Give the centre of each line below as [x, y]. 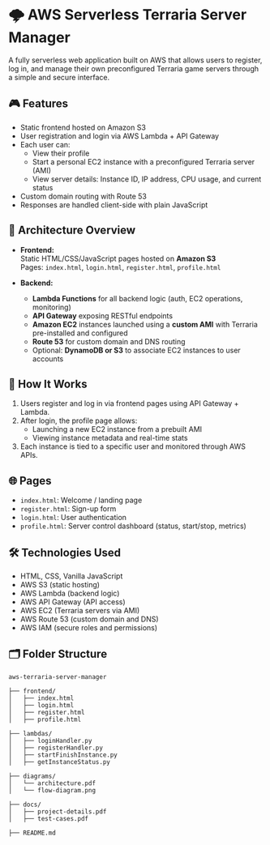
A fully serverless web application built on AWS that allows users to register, [135, 60]
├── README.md [32, 833]
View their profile [61, 153]
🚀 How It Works [48, 384]
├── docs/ [25, 804]
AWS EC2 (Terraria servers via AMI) [80, 610]
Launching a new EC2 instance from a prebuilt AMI [117, 429]
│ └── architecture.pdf [52, 783]
